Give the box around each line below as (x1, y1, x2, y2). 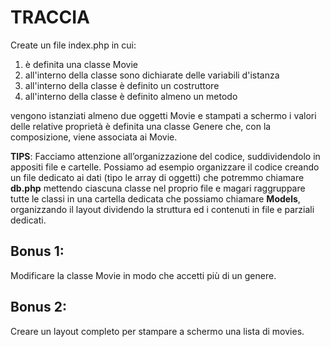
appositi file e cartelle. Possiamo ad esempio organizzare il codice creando (10, 161, 320, 173)
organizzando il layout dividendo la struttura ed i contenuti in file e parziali (10, 203, 315, 215)
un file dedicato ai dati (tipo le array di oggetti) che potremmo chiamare (10, 171, 305, 183)
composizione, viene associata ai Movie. (10, 131, 178, 143)
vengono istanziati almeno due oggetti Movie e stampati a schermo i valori (10, 109, 317, 121)
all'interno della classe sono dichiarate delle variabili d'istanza (24, 69, 280, 81)
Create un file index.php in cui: (10, 39, 137, 51)
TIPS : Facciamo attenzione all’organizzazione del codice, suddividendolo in (10, 150, 321, 162)
